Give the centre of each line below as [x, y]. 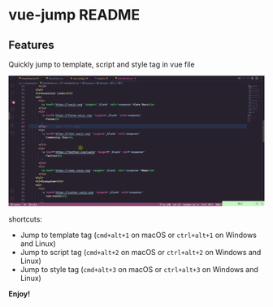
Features [31, 45]
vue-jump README [74, 15]
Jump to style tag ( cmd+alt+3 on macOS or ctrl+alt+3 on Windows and [139, 270]
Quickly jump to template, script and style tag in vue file [102, 64]
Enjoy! [19, 294]
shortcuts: [26, 219]
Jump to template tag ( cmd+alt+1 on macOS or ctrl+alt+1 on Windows [139, 235]
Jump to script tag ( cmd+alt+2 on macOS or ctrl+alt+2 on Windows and [141, 253]
